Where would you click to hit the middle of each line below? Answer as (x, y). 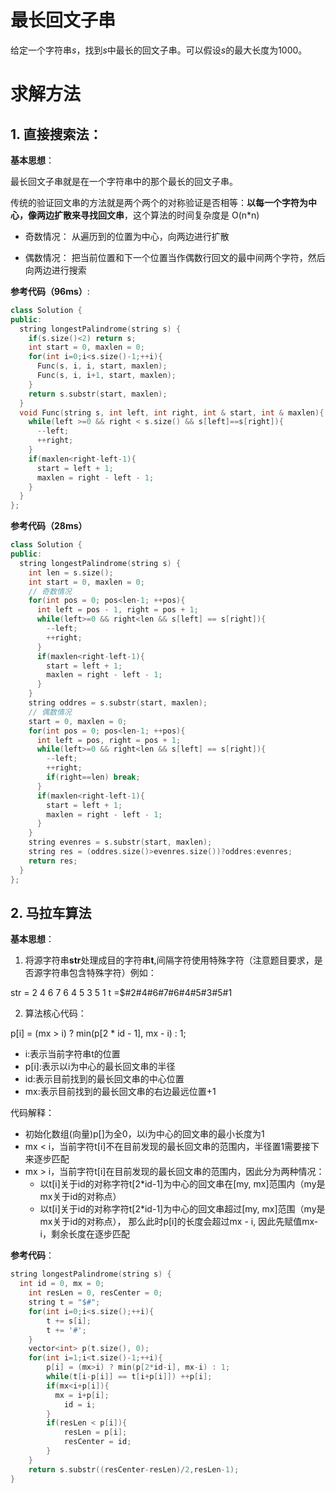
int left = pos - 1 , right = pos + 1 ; (117, 610)
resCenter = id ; (97, 1442)
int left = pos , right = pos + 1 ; (109, 740)
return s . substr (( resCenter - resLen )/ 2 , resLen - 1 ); (134, 1469)
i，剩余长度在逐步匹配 (84, 1234)
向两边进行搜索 (55, 270)
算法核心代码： (55, 1013)
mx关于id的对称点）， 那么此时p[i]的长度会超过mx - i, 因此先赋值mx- (179, 1222)
